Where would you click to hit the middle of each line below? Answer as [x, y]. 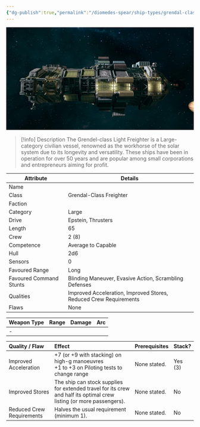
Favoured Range [29, 270]
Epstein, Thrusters [90, 220]
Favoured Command [34, 278]
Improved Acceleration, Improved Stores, [118, 293]
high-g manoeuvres [79, 361]
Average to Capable [92, 245]
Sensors [19, 262]
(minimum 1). [71, 416]
